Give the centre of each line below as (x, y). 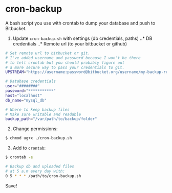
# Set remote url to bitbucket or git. (48, 53)
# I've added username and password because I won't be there (73, 58)
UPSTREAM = (16, 72)
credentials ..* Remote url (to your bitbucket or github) (70, 43)
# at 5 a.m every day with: (35, 171)
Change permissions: (35, 129)
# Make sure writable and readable (43, 114)
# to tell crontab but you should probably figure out (65, 63)
